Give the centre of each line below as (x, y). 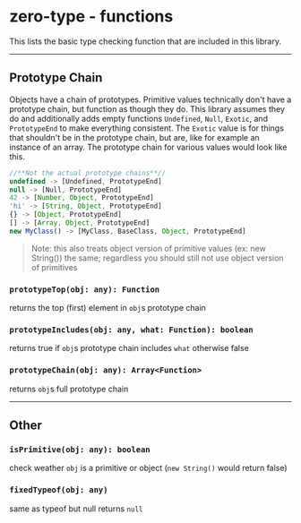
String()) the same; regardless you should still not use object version (157, 258)
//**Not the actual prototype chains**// (88, 173)
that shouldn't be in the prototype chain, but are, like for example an (134, 137)
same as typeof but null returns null (76, 509)
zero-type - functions (91, 17)
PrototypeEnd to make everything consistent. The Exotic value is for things (147, 128)
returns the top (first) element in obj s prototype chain (107, 308)
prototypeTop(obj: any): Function (84, 289)
